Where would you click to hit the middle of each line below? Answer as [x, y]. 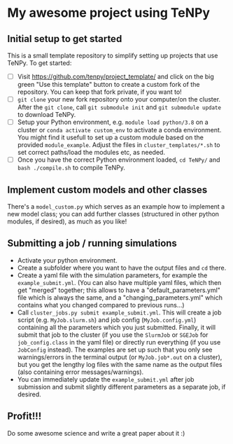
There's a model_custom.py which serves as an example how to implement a [116, 207]
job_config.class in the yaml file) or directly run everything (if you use [119, 342]
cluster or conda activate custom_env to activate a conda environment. [119, 130]
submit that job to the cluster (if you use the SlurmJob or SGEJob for [113, 335]
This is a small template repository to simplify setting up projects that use [113, 55]
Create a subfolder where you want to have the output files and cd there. [122, 268]
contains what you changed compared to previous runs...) [101, 305]
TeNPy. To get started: [40, 63]
